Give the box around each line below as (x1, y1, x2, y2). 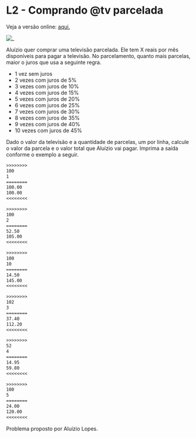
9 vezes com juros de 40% (14, 120, 81, 127)
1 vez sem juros (14, 70, 53, 77)
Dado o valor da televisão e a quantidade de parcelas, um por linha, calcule (6, 138, 189, 145)
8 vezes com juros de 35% (14, 114, 80, 122)
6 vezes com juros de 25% (14, 101, 80, 108)
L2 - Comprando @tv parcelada (6, 4, 164, 17)
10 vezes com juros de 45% (14, 127, 83, 134)
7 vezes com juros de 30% (14, 108, 80, 115)
